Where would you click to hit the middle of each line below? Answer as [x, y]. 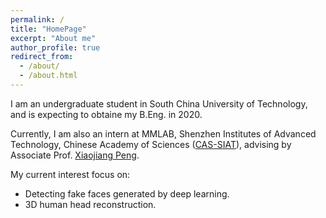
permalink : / [37, 19]
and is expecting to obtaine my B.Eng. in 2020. [106, 114]
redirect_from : [42, 57]
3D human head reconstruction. [90, 204]
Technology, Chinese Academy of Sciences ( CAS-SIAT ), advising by [151, 144]
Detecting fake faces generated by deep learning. [127, 193]
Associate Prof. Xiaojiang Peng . [75, 155]
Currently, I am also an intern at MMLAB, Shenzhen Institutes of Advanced [163, 133]
